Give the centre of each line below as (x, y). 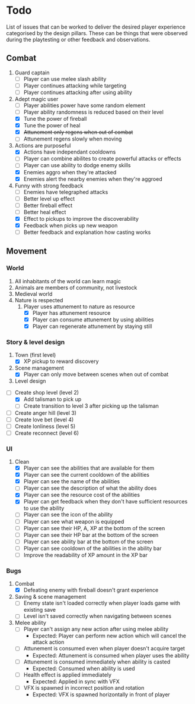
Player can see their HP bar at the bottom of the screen (91, 535)
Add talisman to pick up (52, 399)
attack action (48, 642)
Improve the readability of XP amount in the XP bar (86, 555)
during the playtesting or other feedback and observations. (78, 39)
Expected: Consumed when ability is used (84, 668)
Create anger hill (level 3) (46, 413)
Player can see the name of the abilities (72, 481)
